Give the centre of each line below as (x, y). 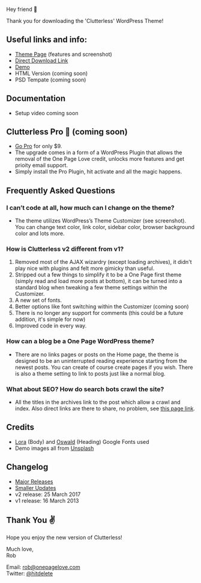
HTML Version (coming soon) (51, 73)
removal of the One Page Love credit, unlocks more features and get (100, 159)
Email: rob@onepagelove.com (43, 567)
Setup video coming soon (46, 113)
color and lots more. (40, 233)
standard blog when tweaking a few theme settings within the (91, 287)
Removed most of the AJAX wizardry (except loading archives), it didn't (103, 262)
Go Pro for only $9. (38, 146)
